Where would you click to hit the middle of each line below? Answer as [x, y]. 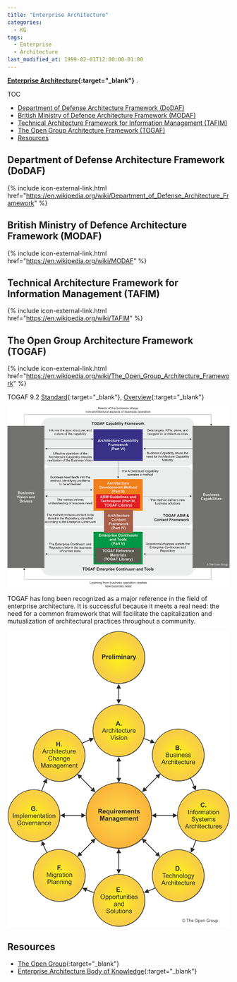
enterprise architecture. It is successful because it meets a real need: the [114, 606]
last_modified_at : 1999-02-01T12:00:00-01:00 [75, 60]
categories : [25, 22]
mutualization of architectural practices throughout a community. [102, 622]
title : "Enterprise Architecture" [58, 15]
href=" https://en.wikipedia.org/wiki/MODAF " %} [77, 260]
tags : [15, 37]
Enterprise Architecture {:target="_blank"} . [73, 80]
